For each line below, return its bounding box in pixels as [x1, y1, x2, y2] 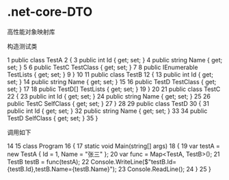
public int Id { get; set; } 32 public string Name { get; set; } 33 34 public [7, 107, 208, 115]
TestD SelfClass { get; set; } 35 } [7, 114, 98, 122]
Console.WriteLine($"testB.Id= [90, 157, 177, 166]
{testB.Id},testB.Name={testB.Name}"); [7, 165, 118, 173]
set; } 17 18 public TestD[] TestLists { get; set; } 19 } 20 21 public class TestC [7, 85, 221, 93]
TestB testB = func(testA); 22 [7, 157, 90, 166]
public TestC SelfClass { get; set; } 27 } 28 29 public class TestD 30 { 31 [7, 99, 210, 107]
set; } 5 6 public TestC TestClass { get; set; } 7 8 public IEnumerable [7, 63, 198, 71]
